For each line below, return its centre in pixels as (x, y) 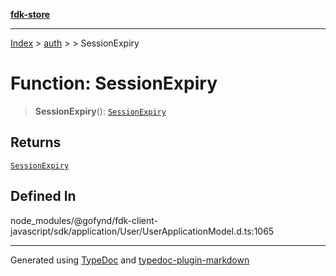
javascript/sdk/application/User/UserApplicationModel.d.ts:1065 (142, 231)
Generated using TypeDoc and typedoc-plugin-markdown (130, 260)
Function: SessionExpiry (114, 83)
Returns (36, 142)
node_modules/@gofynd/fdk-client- (84, 220)
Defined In (43, 196)
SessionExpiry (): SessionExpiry (100, 111)
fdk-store (30, 14)
